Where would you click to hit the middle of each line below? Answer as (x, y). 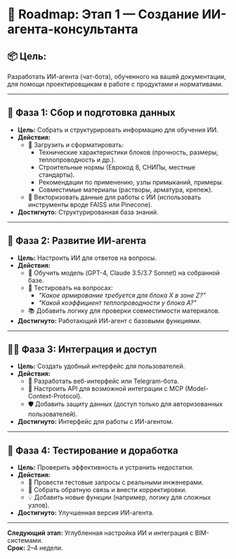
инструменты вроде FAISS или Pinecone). (90, 204)
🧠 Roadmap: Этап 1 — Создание (103, 14)
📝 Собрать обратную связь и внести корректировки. (107, 490)
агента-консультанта (73, 29)
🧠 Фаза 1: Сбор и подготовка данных (91, 113)
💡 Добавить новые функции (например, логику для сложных (119, 497)
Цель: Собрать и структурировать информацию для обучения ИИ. (118, 130)
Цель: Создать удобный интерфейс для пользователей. (101, 366)
